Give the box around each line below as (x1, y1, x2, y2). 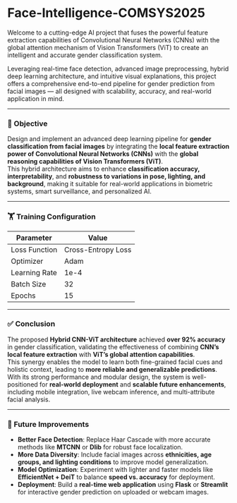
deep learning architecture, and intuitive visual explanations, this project (7, 72, 217, 80)
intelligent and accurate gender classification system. (7, 51, 163, 59)
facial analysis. (7, 395, 51, 404)
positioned (7, 380, 39, 389)
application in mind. (7, 94, 65, 103)
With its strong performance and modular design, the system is (7, 372, 190, 381)
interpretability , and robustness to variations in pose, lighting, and (7, 172, 206, 181)
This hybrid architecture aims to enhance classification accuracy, (7, 164, 200, 174)
